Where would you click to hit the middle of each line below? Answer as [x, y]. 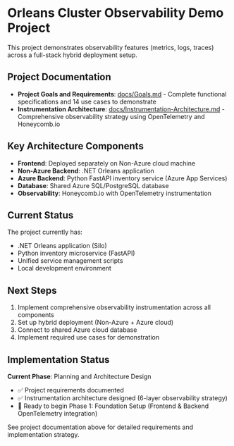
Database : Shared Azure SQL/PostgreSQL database [93, 185]
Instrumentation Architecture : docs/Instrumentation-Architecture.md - [121, 109]
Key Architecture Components [76, 146]
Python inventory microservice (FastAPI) [76, 253]
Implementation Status [58, 360]
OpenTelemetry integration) [57, 413]
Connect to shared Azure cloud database [77, 330]
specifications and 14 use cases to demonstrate [87, 101]
